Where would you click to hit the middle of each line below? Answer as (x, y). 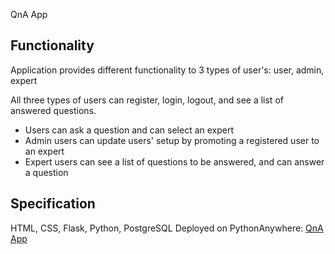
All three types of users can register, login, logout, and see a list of (147, 100)
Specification (53, 204)
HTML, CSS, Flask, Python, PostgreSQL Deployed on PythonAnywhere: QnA (167, 228)
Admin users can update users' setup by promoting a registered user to (172, 140)
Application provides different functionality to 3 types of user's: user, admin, (167, 70)
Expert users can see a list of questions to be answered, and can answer (174, 161)
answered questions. (53, 110)
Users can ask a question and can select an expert (129, 130)
